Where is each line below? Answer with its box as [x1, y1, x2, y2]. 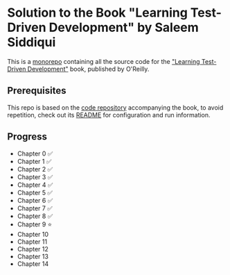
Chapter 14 [17, 259, 49, 268]
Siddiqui [7, 35, 56, 50]
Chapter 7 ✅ [17, 203, 53, 212]
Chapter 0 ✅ [17, 149, 53, 158]
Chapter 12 [17, 244, 48, 253]
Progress [7, 131, 47, 143]
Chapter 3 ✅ [17, 172, 53, 181]
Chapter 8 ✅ [17, 212, 53, 220]
